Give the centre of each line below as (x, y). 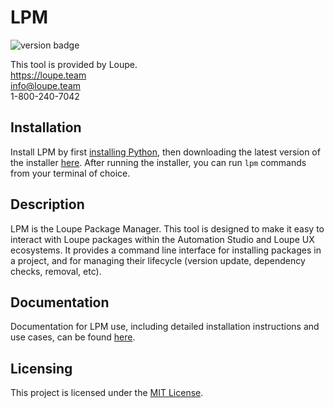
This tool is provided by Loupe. (74, 64)
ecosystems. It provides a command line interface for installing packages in (166, 250)
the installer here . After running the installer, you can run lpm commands (158, 162)
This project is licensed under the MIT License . (107, 393)
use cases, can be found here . (73, 337)
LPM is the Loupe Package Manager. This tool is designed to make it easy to (167, 228)
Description (47, 204)
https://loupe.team (48, 75)
